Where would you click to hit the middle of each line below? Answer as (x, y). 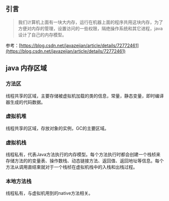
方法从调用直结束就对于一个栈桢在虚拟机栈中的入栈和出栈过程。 (71, 167)
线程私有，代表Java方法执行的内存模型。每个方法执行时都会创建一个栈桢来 (83, 155)
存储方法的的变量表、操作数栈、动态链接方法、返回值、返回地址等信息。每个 (85, 161)
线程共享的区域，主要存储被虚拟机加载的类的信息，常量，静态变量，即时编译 (85, 96)
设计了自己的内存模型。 (42, 35)
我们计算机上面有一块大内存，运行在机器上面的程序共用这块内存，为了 (91, 22)
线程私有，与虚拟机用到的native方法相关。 (49, 193)
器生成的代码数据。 (26, 102)
